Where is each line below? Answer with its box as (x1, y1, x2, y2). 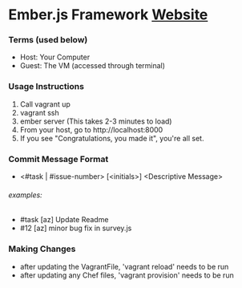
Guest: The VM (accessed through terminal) (19, 61, 166, 71)
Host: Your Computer (19, 52, 91, 62)
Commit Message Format (8, 153, 109, 164)
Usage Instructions (8, 81, 84, 92)
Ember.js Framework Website (8, 6, 208, 24)
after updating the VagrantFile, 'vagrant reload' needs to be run (19, 262, 229, 271)
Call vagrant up (19, 99, 71, 109)
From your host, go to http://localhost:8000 (19, 124, 163, 134)
